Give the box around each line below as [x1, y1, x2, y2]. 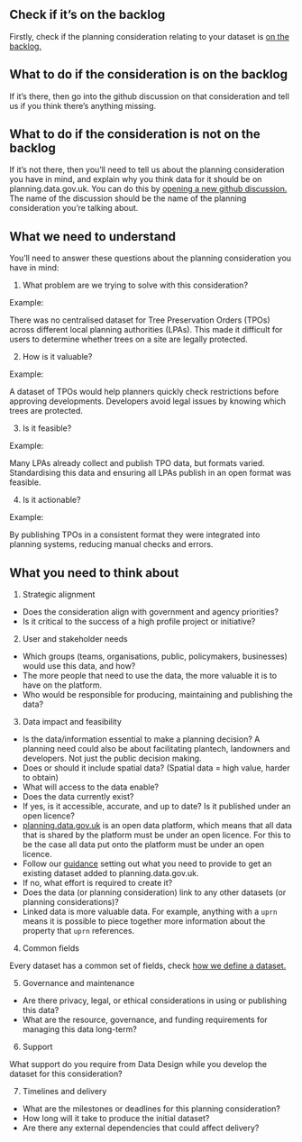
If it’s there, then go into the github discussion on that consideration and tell [9, 90, 290, 102]
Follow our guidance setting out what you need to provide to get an [22, 858, 272, 869]
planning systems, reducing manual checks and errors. [9, 539, 214, 550]
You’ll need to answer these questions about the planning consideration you [9, 252, 291, 264]
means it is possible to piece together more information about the [22, 916, 266, 927]
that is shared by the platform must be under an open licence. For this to [22, 829, 291, 841]
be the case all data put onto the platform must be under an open [22, 839, 265, 850]
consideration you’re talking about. [9, 203, 139, 214]
